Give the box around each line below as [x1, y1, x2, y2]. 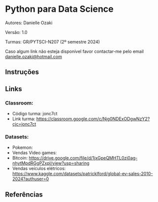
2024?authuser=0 [12, 176, 49, 182]
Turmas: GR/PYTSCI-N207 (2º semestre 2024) [5, 38, 100, 45]
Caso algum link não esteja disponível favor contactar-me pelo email [5, 48, 144, 54]
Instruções [5, 68, 39, 76]
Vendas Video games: [12, 150, 57, 156]
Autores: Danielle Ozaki [5, 20, 53, 26]
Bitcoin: [12, 155, 28, 161]
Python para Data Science [5, 3, 114, 15]
